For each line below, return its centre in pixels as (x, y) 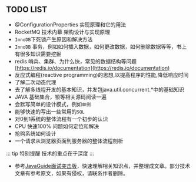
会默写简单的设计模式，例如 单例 (53, 104)
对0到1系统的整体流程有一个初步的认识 (61, 119)
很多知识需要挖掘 (41, 54)
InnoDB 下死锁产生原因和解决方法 (54, 39)
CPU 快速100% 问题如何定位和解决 (57, 126)
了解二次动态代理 (35, 82)
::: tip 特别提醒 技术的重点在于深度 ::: (50, 153)
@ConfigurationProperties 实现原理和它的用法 (70, 24)
